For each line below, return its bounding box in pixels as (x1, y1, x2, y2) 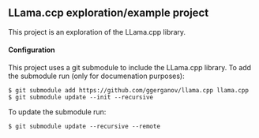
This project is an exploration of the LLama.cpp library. (8, 27, 186, 36)
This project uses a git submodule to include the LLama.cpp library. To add (8, 63, 251, 73)
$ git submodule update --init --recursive (8, 94, 154, 102)
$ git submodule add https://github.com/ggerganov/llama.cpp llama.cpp (8, 87, 249, 95)
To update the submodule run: (8, 107, 107, 117)
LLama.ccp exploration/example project (8, 6, 209, 20)
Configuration (8, 45, 55, 54)
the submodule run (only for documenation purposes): (8, 71, 185, 81)
